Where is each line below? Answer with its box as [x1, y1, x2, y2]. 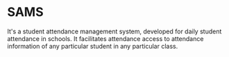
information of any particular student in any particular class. [7, 42, 178, 50]
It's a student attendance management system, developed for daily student [7, 27, 222, 35]
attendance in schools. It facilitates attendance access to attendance [7, 34, 204, 42]
